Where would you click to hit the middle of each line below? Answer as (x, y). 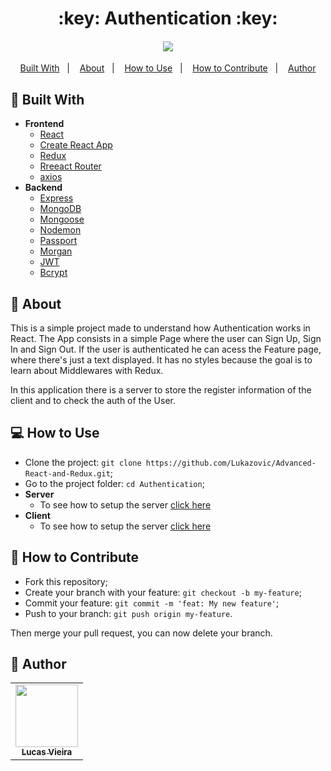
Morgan (56, 251)
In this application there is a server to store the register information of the (161, 390)
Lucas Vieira (47, 752)
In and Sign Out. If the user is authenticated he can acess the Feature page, (166, 349)
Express (56, 198)
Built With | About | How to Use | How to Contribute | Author (168, 68)
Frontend (44, 124)
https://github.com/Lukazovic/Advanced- (231, 463)
